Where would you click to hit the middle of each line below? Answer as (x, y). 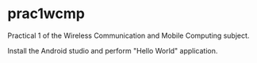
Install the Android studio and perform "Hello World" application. (113, 50)
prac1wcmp (46, 14)
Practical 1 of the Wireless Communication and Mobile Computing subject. (128, 35)
